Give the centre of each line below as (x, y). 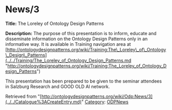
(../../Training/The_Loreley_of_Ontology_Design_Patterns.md (68, 60)
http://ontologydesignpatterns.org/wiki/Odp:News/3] (97, 96)
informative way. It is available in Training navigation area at (68, 44)
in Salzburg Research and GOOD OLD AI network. (58, 86)
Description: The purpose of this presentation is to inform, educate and (81, 33)
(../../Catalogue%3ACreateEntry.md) (44, 102)
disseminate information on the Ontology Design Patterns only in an (77, 39)
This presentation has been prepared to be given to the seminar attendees (84, 81)
